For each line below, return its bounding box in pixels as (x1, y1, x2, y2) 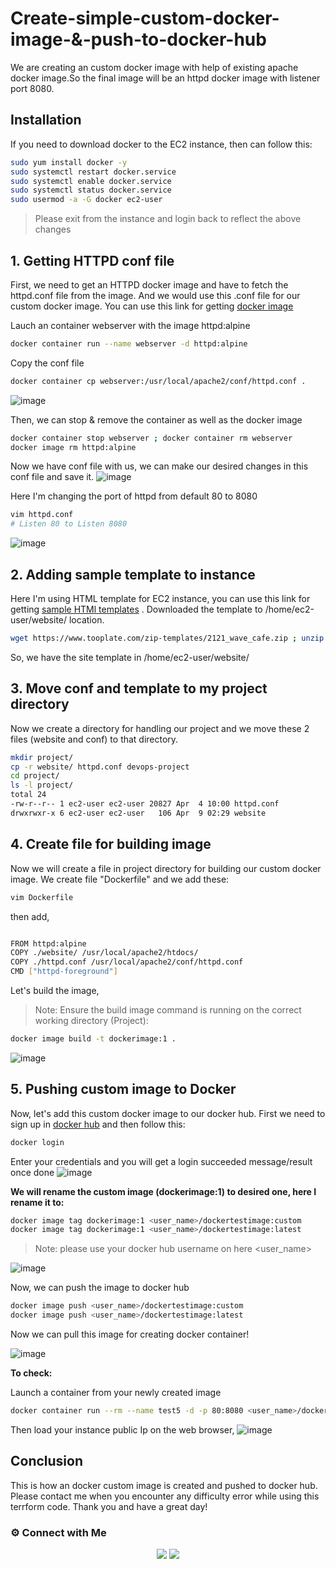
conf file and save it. (10, 471, 95, 483)
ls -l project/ (10, 780, 74, 791)
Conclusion (10, 1453, 84, 1470)
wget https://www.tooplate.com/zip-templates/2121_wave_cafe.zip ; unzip (10, 633, 325, 643)
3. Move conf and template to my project (10, 680, 268, 697)
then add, (10, 910, 50, 922)
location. (68, 614, 105, 626)
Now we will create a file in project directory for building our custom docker (10, 862, 322, 874)
